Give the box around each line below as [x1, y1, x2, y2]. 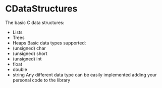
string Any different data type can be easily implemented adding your [12, 71, 157, 77]
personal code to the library [12, 77, 71, 83]
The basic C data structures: [5, 19, 65, 25]
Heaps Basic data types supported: [12, 39, 86, 45]
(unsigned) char [12, 45, 46, 51]
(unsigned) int [12, 55, 42, 61]
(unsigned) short [12, 50, 48, 56]
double [12, 66, 28, 72]
